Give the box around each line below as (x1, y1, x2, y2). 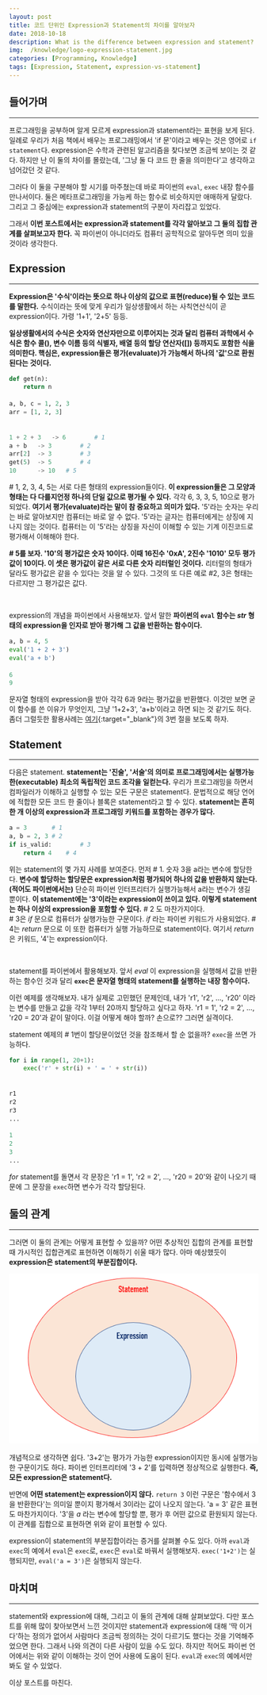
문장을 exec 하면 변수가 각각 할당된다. (32, 1182, 146, 1191)
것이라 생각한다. (9, 238, 59, 248)
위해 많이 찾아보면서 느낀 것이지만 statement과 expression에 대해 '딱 (23, 1621, 238, 1631)
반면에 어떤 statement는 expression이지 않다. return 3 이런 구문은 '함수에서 (9, 1489, 250, 1499)
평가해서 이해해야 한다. (9, 532, 79, 541)
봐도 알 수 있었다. (9, 1661, 63, 1670)
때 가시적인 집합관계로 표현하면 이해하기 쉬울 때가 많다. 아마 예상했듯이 (9, 1247, 227, 1257)
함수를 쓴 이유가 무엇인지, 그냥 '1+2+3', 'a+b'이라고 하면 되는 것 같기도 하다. (17, 705, 252, 714)
